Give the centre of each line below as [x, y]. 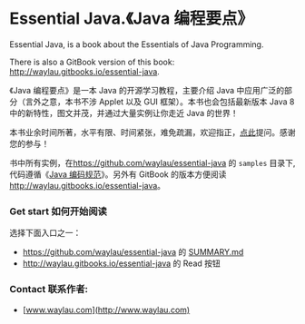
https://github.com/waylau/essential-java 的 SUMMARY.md [133, 252]
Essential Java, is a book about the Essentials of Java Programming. [137, 44]
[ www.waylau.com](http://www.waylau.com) [106, 309]
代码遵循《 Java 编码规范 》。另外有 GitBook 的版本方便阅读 [118, 174]
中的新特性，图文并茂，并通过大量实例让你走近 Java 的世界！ [124, 113]
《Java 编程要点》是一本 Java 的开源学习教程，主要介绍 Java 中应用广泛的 [147, 90]
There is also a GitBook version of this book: [92, 62]
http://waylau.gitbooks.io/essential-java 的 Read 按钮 [121, 263]
